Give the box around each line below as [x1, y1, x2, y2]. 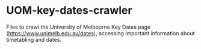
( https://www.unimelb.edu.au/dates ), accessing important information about [6, 29, 195, 36]
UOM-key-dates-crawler [6, 4, 132, 17]
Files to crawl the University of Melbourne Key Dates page [6, 23, 151, 30]
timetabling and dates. [6, 36, 62, 43]
